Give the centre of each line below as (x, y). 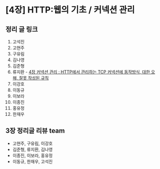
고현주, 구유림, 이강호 (32, 143)
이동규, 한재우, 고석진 (32, 161)
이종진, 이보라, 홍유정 (32, 155)
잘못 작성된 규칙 (34, 78)
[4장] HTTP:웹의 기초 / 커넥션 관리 (70, 10)
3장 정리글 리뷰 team (35, 131)
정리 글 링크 (22, 29)
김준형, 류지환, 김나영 (32, 149)
